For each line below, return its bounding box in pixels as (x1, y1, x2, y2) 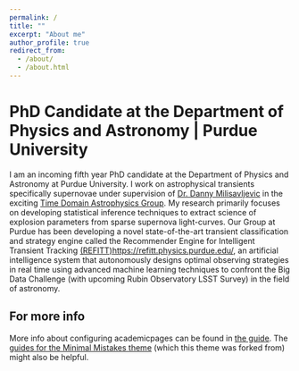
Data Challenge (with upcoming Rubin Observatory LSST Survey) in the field (9, 274, 290, 284)
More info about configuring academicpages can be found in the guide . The (9, 333, 288, 343)
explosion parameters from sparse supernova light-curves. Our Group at (9, 216, 276, 227)
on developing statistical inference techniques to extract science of (9, 207, 257, 217)
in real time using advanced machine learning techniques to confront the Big (9, 264, 290, 274)
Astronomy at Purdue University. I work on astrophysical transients (9, 178, 255, 189)
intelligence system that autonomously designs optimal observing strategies (9, 254, 289, 265)
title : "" (9, 21, 46, 30)
